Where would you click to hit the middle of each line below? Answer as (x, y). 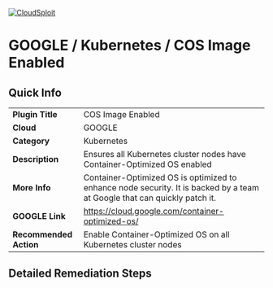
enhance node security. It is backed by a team (171, 188)
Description (36, 159)
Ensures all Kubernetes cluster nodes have (165, 154)
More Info (32, 188)
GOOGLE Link (39, 216)
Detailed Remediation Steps (80, 274)
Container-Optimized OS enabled (148, 164)
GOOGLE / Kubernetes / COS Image (130, 46)
